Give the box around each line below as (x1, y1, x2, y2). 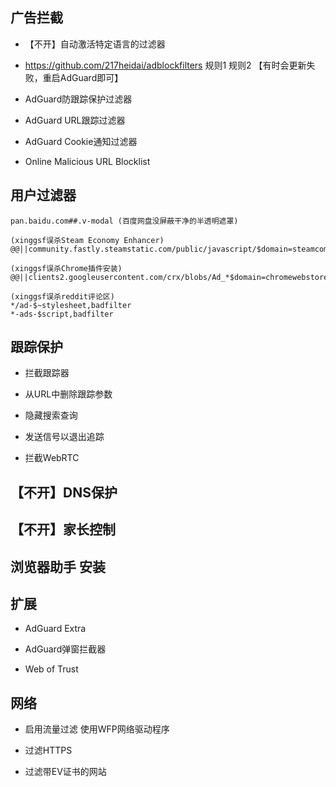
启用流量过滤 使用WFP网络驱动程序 (24, 723, 170, 735)
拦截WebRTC (24, 452, 80, 464)
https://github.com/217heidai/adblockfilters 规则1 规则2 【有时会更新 (24, 59, 307, 71)
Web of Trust (24, 663, 79, 675)
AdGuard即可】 (59, 71, 124, 83)
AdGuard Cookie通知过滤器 (24, 135, 138, 147)
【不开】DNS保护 (10, 484, 118, 501)
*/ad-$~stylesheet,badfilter (10, 300, 132, 310)
